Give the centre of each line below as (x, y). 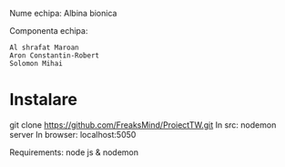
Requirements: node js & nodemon (74, 152)
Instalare (43, 100)
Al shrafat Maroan (44, 47)
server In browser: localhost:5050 (73, 134)
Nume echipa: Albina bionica (63, 13)
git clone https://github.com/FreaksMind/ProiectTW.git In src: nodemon (143, 125)
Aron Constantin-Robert (55, 56)
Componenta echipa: (49, 31)
